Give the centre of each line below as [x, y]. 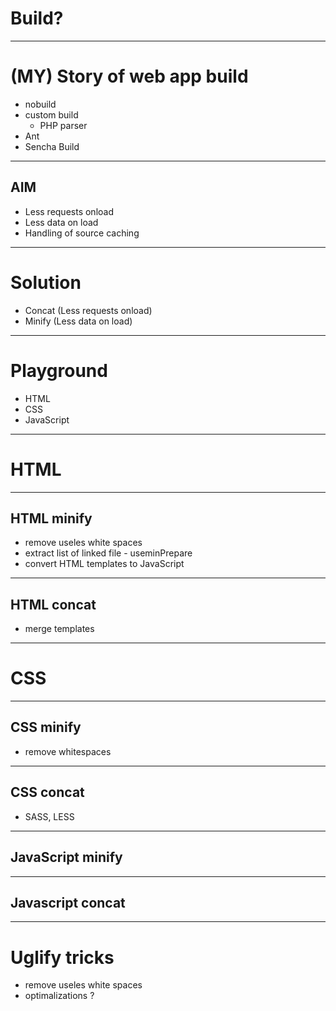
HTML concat [53, 604]
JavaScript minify [66, 857]
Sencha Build [52, 146]
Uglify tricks [62, 957]
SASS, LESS [49, 816]
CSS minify [46, 727]
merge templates [59, 629]
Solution [46, 282]
